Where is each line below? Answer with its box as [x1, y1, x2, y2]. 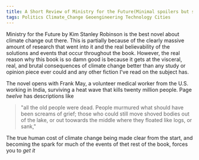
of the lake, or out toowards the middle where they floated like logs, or [20, 116, 192, 123]
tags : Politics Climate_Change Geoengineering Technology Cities [6, 14, 171, 20]
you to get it [6, 146, 36, 154]
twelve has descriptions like [6, 92, 74, 100]
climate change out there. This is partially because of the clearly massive [6, 37, 185, 44]
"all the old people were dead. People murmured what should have [20, 104, 184, 111]
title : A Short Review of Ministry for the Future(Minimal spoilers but [6, 8, 190, 15]
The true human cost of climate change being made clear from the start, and [6, 134, 193, 141]
